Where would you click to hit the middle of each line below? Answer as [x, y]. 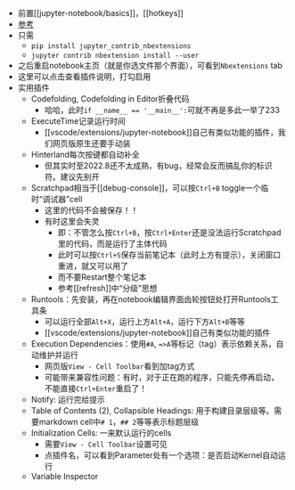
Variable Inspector [65, 476]
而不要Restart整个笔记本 [102, 277]
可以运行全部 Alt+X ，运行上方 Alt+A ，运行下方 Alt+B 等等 [144, 322]
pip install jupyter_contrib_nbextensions [111, 46]
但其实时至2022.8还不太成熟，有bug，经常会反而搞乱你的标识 [158, 166]
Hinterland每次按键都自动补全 [85, 155]
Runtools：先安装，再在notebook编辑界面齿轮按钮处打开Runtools [151, 299]
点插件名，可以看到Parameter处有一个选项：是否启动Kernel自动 [161, 455]
